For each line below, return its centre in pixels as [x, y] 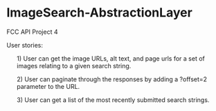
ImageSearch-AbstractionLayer [100, 13]
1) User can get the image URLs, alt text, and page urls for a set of [110, 58]
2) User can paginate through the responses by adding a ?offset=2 [112, 79]
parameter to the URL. [48, 86]
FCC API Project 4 [32, 32]
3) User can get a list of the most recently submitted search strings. [113, 100]
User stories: [25, 45]
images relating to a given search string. [74, 65]
